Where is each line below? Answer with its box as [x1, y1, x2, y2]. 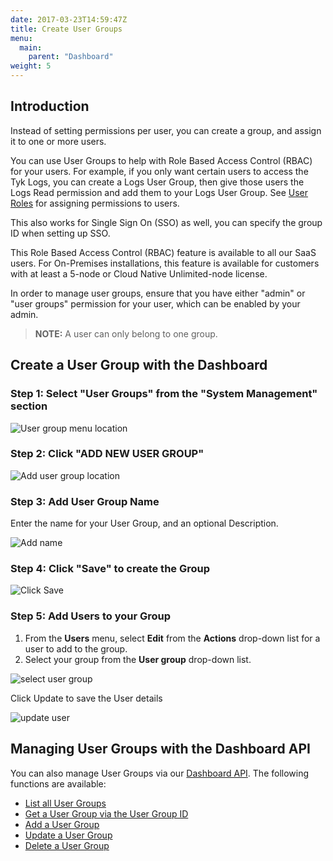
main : [19, 42, 43, 53]
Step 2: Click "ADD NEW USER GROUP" [10, 447, 205, 461]
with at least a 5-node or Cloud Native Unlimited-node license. [10, 267, 268, 280]
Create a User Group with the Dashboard [10, 357, 268, 374]
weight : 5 [10, 61, 52, 71]
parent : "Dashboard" [28, 52, 114, 62]
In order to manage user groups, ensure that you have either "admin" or [10, 287, 306, 299]
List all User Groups [24, 797, 107, 809]
